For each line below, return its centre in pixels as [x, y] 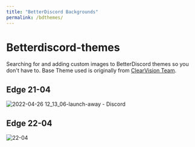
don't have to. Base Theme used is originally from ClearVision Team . [91, 71]
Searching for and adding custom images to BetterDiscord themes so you [97, 64]
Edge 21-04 [29, 89]
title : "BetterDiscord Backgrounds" [52, 12]
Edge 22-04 [29, 123]
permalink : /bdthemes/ [35, 18]
